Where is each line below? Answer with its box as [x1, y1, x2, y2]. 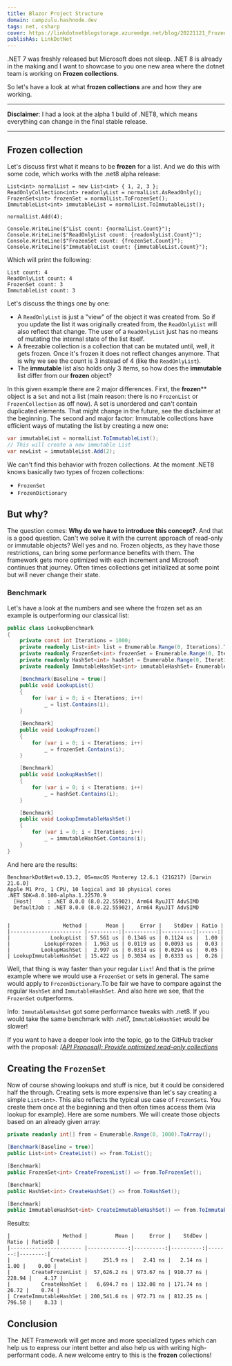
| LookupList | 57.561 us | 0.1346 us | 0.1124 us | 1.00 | [7, 934, 224, 941]
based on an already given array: [7, 1118, 101, 1126]
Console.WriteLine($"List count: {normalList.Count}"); [7, 225, 171, 232]
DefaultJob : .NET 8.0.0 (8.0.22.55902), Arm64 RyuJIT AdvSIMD [13, 904, 199, 911]
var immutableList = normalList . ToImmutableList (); [7, 435, 159, 442]
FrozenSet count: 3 [7, 281, 64, 288]
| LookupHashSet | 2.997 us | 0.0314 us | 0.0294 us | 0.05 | [7, 946, 224, 953]
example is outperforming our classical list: [7, 611, 130, 619]
